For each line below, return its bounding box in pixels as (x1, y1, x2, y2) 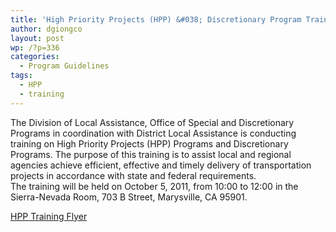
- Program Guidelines (19, 61, 110, 71)
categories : (10, 52, 60, 62)
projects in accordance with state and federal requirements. (10, 169, 257, 181)
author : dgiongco (10, 24, 83, 34)
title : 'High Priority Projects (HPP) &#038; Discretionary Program (10, 14, 302, 25)
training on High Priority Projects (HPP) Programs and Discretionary (10, 137, 289, 150)
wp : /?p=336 (10, 42, 60, 53)
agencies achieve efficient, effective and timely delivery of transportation (10, 159, 312, 171)
